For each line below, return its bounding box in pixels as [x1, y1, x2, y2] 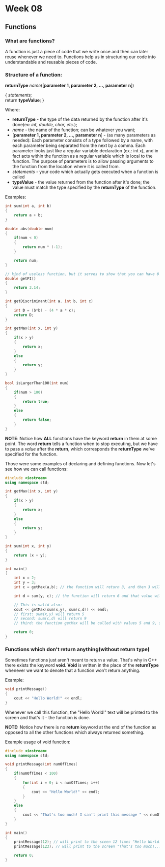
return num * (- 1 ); [23, 244, 63, 249]
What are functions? [5, 37, 55, 44]
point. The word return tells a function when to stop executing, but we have [5, 441, 158, 447]
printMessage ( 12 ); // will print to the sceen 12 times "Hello [14, 839, 146, 844]
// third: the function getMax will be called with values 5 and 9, [14, 621, 157, 626]
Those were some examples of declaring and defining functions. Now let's [5, 460, 156, 466]
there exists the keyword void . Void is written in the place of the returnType [5, 662, 159, 668]
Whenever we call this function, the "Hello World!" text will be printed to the [5, 709, 158, 715]
